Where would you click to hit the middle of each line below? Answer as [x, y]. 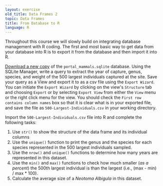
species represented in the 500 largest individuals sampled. [72, 148]
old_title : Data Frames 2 [31, 14]
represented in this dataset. [39, 158]
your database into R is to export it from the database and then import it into [81, 52]
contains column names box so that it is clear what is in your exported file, [78, 103]
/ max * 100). [25, 173]
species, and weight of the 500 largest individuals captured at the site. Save [81, 77]
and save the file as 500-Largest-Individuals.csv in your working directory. [81, 108]
